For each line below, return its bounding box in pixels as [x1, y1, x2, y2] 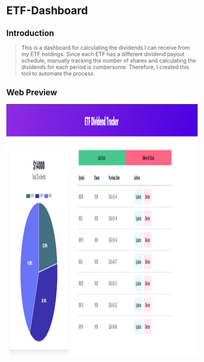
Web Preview [6, 88, 58, 98]
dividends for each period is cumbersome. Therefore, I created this [21, 63, 189, 71]
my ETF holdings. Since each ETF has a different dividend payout [21, 50, 185, 58]
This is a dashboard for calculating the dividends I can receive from [21, 44, 190, 51]
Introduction [6, 28, 55, 38]
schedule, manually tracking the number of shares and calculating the [21, 57, 196, 64]
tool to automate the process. [21, 70, 95, 77]
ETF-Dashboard [6, 4, 88, 18]
